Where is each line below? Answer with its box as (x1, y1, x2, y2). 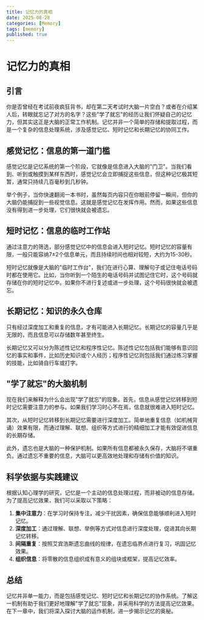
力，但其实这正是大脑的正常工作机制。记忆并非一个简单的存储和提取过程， (6, 118, 192, 125)
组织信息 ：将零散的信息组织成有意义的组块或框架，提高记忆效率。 (15, 555, 180, 563)
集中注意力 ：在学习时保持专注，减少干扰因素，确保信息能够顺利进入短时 (15, 510, 196, 517)
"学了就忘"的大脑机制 (6, 378, 87, 389)
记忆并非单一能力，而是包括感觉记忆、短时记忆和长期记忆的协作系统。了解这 (6, 592, 198, 599)
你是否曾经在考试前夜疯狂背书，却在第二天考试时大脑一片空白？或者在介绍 (6, 103, 192, 110)
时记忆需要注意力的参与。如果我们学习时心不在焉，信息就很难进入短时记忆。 (6, 403, 198, 411)
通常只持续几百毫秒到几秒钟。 (16, 178, 92, 185)
